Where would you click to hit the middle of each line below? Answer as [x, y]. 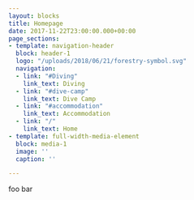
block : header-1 [43, 53]
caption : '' [36, 159]
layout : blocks [34, 16]
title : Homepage [36, 23]
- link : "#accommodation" [60, 106]
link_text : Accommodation [67, 114]
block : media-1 [41, 144]
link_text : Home [51, 129]
